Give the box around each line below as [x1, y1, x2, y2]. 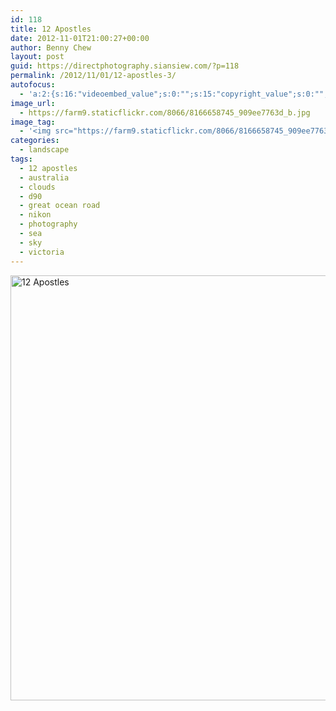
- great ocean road [19, 201, 101, 211]
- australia [19, 172, 70, 183]
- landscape [19, 145, 70, 155]
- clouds [19, 182, 56, 192]
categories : [10, 136, 60, 146]
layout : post [10, 52, 65, 62]
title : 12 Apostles [10, 24, 92, 34]
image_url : [10, 98, 56, 108]
